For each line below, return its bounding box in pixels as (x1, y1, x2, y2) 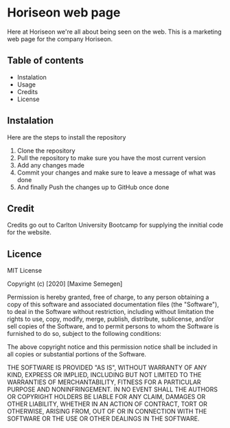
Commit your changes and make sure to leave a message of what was (16, 168, 216, 177)
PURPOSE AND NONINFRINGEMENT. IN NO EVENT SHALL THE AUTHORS (7, 385, 218, 394)
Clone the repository (16, 146, 76, 155)
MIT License (7, 267, 43, 275)
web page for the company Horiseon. (7, 34, 113, 43)
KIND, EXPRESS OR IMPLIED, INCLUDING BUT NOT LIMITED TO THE (7, 371, 202, 379)
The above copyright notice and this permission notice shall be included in (7, 343, 218, 351)
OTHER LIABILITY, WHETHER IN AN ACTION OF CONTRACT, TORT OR (7, 400, 207, 408)
